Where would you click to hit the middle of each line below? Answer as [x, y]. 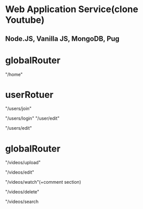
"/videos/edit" [20, 172]
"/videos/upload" [23, 163]
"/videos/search [22, 202]
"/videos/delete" [22, 192]
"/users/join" [18, 109]
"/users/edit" [19, 128]
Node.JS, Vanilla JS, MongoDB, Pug [62, 39]
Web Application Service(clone [72, 9]
